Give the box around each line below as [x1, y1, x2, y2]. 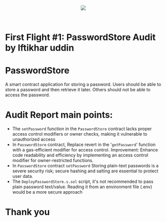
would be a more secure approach [12, 189, 83, 195]
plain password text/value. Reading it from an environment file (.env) [12, 184, 153, 190]
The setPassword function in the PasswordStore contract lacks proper [12, 126, 152, 132]
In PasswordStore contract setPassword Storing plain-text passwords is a [12, 163, 159, 169]
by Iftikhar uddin [5, 42, 74, 54]
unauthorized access [12, 137, 55, 143]
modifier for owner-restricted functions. [12, 157, 94, 163]
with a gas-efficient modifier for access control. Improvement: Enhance [12, 147, 158, 153]
